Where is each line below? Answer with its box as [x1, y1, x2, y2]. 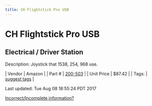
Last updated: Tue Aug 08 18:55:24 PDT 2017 [5, 85, 97, 91]
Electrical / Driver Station [5, 48, 83, 57]
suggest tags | [5, 76, 34, 82]
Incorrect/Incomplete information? [5, 95, 75, 101]
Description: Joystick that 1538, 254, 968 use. [5, 61, 98, 67]
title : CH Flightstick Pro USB [5, 7, 69, 12]
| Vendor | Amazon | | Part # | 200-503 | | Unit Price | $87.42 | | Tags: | [5, 71, 148, 76]
